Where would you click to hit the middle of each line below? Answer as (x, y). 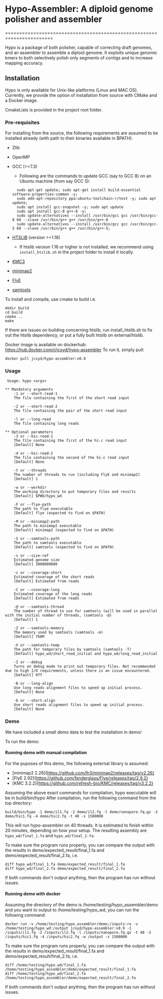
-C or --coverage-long (37, 590)
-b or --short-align (35, 701)
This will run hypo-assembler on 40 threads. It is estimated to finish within (79, 825)
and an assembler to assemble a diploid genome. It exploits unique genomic (81, 53)
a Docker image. (21, 100)
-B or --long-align (34, 684)
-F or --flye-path (32, 505)
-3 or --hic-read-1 (34, 436)
